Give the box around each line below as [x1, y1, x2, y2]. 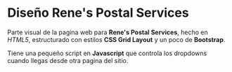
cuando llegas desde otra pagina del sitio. [7, 56, 129, 64]
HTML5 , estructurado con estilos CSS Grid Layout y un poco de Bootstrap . [7, 35, 226, 43]
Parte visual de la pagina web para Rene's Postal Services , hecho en [7, 28, 209, 36]
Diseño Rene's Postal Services [7, 5, 189, 21]
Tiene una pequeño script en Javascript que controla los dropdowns [7, 49, 207, 57]
